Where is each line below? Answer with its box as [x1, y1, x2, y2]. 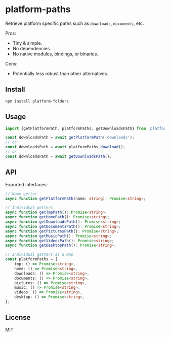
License [5, 313, 31, 322]
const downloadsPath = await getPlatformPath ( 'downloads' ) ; [5, 135, 135, 140]
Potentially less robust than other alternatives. [12, 70, 109, 77]
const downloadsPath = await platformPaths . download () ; [5, 145, 125, 150]
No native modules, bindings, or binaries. [12, 51, 99, 57]
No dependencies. [12, 45, 52, 51]
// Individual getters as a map [5, 252, 73, 257]
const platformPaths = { [5, 257, 58, 262]
